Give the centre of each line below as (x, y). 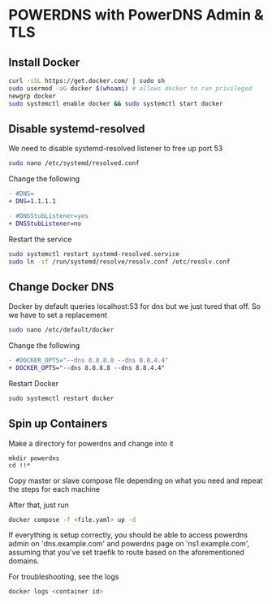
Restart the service (40, 239)
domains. (24, 561)
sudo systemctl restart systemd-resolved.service (94, 254)
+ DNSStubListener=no (45, 224)
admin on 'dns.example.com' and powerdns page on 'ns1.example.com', (129, 544)
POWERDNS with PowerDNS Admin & (136, 15)
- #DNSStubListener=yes (49, 216)
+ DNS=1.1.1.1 (32, 202)
